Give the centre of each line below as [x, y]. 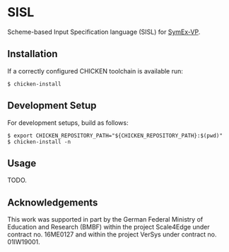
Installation [33, 54]
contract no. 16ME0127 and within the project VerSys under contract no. [112, 234]
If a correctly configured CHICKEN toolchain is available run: [95, 71]
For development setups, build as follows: [68, 122]
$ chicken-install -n [39, 142]
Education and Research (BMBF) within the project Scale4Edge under [108, 227]
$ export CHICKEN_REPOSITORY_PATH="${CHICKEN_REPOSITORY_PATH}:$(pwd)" [115, 136]
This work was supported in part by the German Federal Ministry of [105, 220]
